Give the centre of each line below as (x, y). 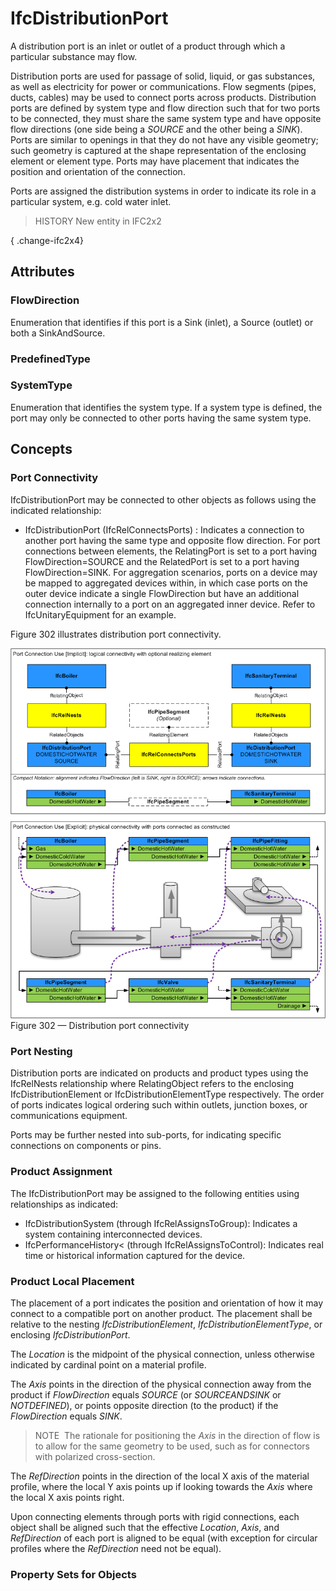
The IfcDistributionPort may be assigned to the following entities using (155, 1193)
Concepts (41, 449)
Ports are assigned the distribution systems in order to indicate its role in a (163, 191)
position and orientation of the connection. (98, 171)
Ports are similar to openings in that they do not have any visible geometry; (164, 139)
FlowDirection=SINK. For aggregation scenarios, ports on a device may (171, 572)
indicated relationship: (56, 510)
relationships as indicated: (64, 1204)
